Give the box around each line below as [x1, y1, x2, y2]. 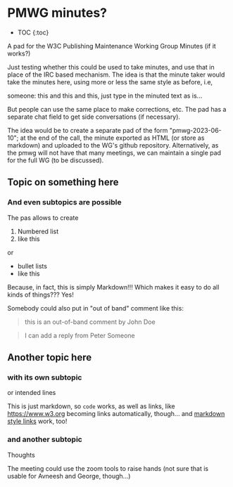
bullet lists [17, 261, 48, 270]
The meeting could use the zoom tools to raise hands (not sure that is [7, 464, 209, 472]
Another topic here [7, 351, 92, 363]
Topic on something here [7, 176, 119, 188]
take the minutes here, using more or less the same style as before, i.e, [7, 77, 213, 86]
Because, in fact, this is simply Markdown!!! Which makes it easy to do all [7, 283, 220, 291]
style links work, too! [7, 417, 68, 426]
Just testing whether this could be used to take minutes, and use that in [7, 63, 215, 71]
